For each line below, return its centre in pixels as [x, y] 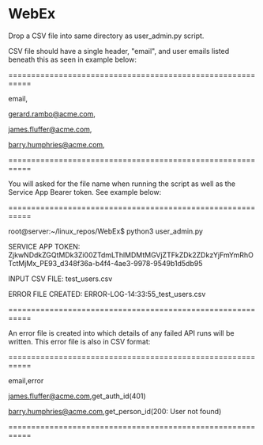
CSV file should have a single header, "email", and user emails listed [119, 51]
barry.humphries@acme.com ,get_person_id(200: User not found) [115, 411]
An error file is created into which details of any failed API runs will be [121, 333]
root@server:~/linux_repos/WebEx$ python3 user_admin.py [106, 231]
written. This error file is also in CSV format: [79, 341]
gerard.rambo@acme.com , [52, 114]
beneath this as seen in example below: [72, 59]
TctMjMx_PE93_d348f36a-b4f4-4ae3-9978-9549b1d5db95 [105, 263]
